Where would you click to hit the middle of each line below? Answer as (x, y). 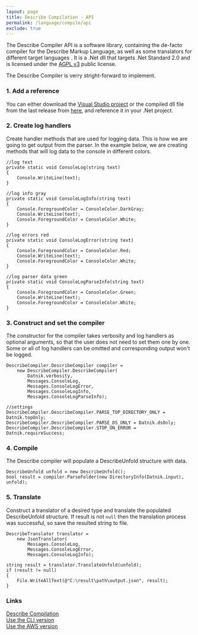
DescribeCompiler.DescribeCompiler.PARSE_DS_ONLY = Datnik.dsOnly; (91, 423)
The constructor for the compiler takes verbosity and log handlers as (90, 336)
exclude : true (24, 28)
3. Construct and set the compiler (55, 323)
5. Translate (24, 497)
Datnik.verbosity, (50, 376)
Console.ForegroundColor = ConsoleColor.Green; (76, 292)
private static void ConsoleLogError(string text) (70, 240)
